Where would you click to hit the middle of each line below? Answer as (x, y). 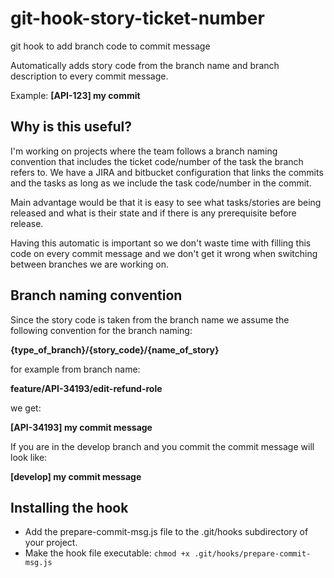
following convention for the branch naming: (101, 330)
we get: (26, 408)
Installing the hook (69, 507)
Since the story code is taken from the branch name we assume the (150, 319)
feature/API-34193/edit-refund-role (86, 388)
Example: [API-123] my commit (75, 95)
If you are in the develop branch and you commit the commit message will (162, 446)
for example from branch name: (75, 369)
